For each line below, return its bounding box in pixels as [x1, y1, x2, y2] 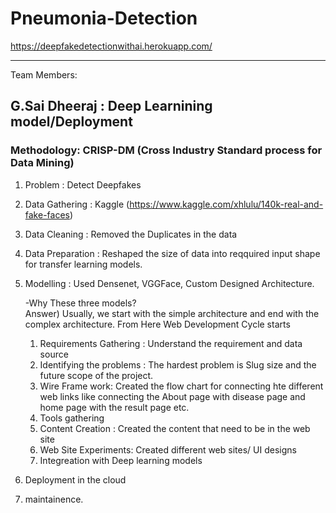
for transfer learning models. [24, 258, 143, 270]
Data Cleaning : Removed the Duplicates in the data [24, 228, 238, 240]
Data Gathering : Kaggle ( [24, 198, 130, 210]
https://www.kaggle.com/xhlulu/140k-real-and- [129, 198, 324, 210]
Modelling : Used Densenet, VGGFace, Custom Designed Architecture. [24, 277, 315, 289]
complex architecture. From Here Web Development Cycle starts [24, 318, 291, 330]
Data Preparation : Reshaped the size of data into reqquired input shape [24, 247, 321, 259]
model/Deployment [10, 113, 133, 131]
